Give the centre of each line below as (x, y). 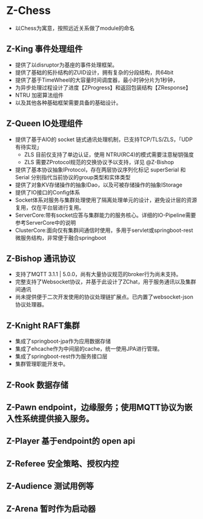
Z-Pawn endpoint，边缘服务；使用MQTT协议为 (95, 407)
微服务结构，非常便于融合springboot (61, 237)
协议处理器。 (31, 305)
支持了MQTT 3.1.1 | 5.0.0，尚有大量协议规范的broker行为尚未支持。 (98, 274)
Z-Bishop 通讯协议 (41, 258)
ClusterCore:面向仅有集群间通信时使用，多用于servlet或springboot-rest (104, 230)
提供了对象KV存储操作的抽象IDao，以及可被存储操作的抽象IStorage (99, 185)
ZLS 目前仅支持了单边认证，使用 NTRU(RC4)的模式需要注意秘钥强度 (109, 154)
